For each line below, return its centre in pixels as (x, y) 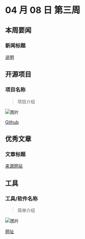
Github (12, 122)
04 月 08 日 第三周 (43, 10)
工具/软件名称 (22, 198)
